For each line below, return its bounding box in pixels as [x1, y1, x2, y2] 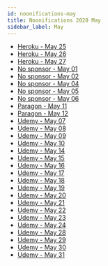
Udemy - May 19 [17, 183, 65, 192]
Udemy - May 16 [17, 162, 65, 170]
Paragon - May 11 [17, 102, 68, 111]
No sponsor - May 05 [17, 87, 79, 95]
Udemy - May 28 [17, 228, 66, 237]
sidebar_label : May [7, 23, 64, 30]
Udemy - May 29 [17, 236, 66, 244]
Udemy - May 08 [17, 124, 66, 133]
